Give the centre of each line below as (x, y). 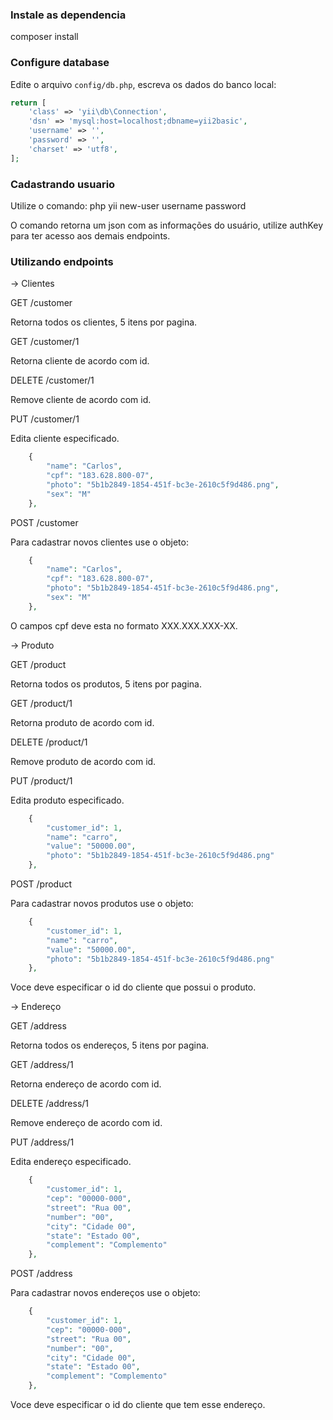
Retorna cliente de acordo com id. (80, 361)
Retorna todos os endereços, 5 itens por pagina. (110, 1045)
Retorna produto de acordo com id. (82, 722)
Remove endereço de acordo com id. (86, 1123)
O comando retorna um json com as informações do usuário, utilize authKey (167, 225)
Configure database (60, 63)
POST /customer (44, 522)
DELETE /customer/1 (52, 380)
